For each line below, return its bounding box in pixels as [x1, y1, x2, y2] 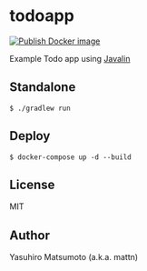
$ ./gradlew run [9, 104, 71, 113]
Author [9, 227, 50, 243]
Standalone [9, 79, 76, 95]
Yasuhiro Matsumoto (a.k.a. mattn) [9, 252, 139, 263]
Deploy [9, 128, 51, 144]
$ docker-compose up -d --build [9, 152, 132, 162]
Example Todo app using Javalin [9, 53, 131, 64]
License [9, 176, 55, 192]
